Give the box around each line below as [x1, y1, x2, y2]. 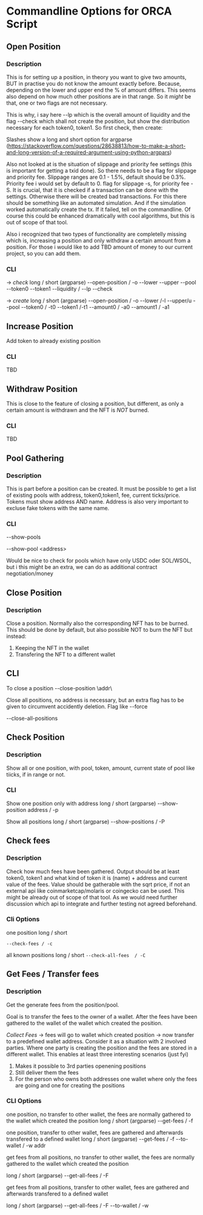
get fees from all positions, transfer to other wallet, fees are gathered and [6, 1183, 189, 1191]
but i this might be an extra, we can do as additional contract [6, 564, 158, 571]
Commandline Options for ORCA [6, 4, 172, 18]
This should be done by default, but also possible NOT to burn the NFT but [6, 626, 193, 634]
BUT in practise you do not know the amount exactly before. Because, [6, 80, 182, 87]
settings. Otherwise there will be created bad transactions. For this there [6, 193, 187, 200]
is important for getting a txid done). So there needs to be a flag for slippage [6, 167, 197, 174]
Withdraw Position [6, 384, 78, 394]
